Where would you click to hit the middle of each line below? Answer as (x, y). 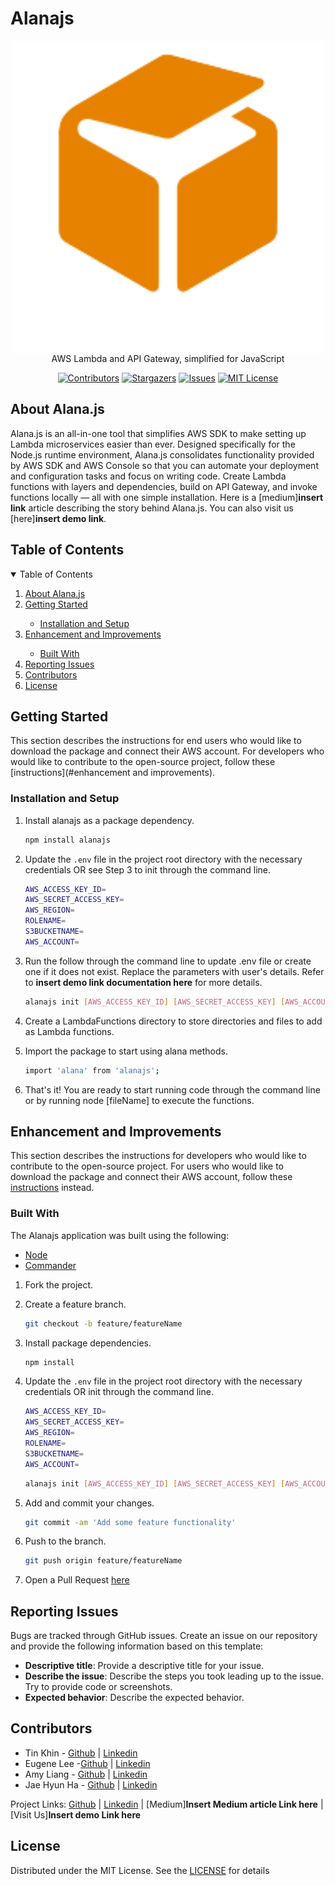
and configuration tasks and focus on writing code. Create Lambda (148, 476)
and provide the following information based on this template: (137, 1646)
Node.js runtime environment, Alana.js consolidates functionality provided (162, 454)
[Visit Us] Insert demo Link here (76, 1814)
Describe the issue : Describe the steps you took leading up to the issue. (174, 1676)
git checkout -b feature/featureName (103, 1323)
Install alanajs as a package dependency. (109, 820)
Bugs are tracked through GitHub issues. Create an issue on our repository (164, 1636)
